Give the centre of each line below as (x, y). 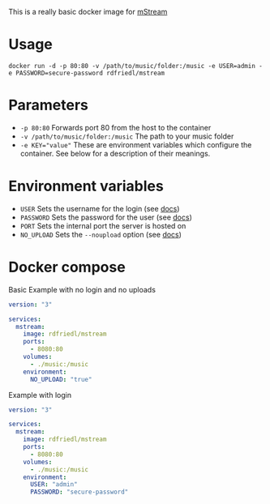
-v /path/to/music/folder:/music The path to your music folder (127, 136)
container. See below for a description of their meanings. (115, 153)
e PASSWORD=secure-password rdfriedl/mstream (86, 73)
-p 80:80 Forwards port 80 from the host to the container (116, 127)
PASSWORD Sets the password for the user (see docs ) (106, 217)
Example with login (40, 395)
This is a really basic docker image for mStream (88, 12)
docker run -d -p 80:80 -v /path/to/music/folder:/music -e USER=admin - (136, 66)
